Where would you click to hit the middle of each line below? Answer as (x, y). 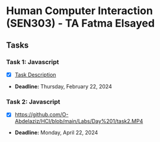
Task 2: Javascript (33, 101)
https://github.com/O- (41, 115)
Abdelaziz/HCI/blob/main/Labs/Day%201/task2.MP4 (79, 121)
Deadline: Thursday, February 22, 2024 (63, 86)
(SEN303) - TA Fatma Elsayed (81, 23)
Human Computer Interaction (79, 11)
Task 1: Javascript (33, 62)
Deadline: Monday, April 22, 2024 (56, 133)
